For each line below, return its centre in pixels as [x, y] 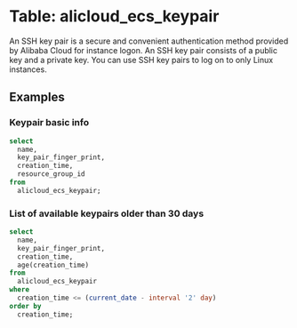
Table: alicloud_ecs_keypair [114, 16]
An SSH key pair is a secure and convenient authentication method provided [149, 41]
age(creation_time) [53, 265]
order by [25, 306]
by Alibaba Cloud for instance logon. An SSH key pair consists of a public [144, 50]
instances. [28, 69]
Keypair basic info [49, 123]
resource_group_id [52, 174]
